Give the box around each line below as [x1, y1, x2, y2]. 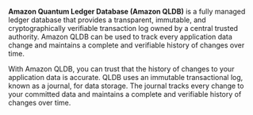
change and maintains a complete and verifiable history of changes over [8, 40, 245, 50]
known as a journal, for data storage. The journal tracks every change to [8, 81, 244, 90]
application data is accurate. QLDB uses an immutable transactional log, [8, 73, 243, 82]
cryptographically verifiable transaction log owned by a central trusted [8, 24, 239, 33]
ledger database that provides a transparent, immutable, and [8, 15, 206, 25]
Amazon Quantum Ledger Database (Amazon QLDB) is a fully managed [8, 7, 246, 16]
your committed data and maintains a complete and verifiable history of [8, 90, 242, 98]
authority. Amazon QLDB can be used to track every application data [8, 32, 232, 41]
